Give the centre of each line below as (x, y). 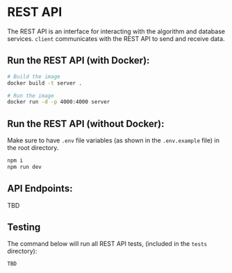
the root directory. (33, 148)
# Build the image (34, 76)
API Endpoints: (40, 189)
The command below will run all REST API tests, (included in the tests (107, 244)
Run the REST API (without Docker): (86, 123)
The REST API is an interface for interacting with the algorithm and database (116, 31)
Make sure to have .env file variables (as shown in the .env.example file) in (114, 140)
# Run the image (31, 96)
